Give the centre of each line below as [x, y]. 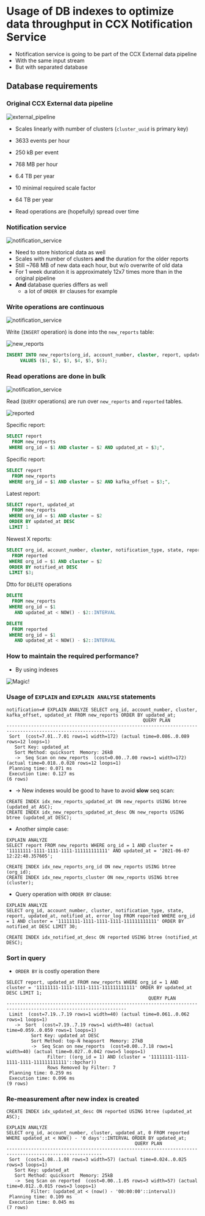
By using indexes [37, 670]
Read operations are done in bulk [56, 376]
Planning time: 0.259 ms [40, 1073]
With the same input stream [50, 60]
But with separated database [51, 67]
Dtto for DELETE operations [39, 584]
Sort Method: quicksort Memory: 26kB [64, 752]
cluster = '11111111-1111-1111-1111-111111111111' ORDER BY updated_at [99, 988]
